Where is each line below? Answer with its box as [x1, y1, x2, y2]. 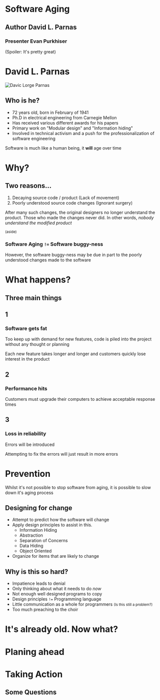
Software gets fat [5, 325, 47, 332]
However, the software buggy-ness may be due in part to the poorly [5, 252, 142, 258]
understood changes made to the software [5, 257, 91, 263]
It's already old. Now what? [5, 624, 118, 635]
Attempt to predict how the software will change [12, 517, 109, 523]
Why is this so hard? [5, 568, 69, 576]
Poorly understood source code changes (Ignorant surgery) [12, 200, 133, 206]
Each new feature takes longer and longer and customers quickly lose [5, 351, 146, 357]
